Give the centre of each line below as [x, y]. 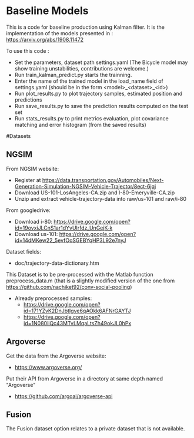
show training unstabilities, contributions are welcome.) [81, 68]
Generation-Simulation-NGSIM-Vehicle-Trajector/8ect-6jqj [85, 186]
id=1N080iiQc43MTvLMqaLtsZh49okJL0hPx [77, 323]
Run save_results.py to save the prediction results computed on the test [101, 106]
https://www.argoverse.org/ [48, 367]
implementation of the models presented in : [60, 33]
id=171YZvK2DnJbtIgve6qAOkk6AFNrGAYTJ [77, 311]
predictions [28, 100]
